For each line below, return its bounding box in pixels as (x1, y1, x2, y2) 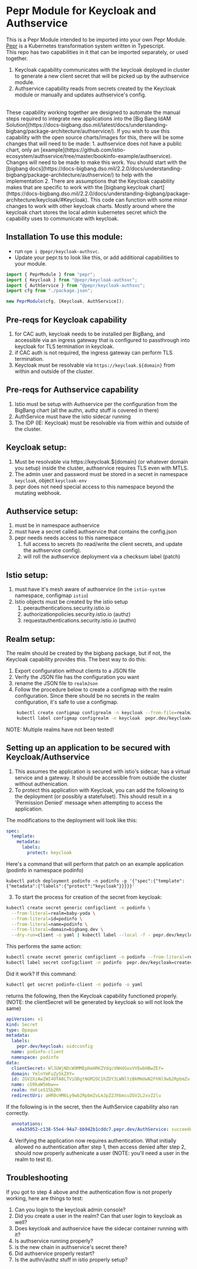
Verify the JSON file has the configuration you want (14, 674, 140, 680)
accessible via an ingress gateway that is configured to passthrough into (14, 336, 190, 343)
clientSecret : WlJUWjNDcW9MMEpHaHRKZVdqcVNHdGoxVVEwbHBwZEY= (11, 1065, 164, 1071)
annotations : (11, 1121, 43, 1127)
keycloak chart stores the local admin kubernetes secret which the (6, 209, 167, 216)
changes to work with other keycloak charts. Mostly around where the (6, 202, 175, 209)
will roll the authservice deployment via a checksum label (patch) (23, 553, 181, 560)
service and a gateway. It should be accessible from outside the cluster (14, 774, 187, 781)
